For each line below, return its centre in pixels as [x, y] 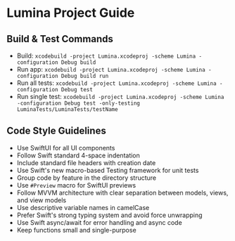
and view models [42, 200]
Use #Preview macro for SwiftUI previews [76, 185]
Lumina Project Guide [71, 13]
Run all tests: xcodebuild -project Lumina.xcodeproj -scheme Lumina [116, 83]
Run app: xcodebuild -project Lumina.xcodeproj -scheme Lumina [111, 69]
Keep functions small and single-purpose [76, 230]
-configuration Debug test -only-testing [78, 103]
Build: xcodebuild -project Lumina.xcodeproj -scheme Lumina [106, 56]
